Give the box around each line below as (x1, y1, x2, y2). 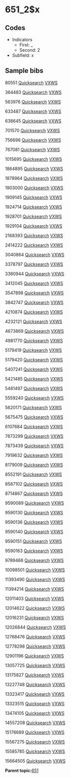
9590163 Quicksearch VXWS (5, 548, 63, 554)
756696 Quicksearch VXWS (5, 137, 61, 143)
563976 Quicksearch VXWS (5, 99, 61, 105)
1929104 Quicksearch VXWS (5, 223, 62, 229)
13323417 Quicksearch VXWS (5, 691, 65, 697)
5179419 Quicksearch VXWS (5, 347, 62, 353)
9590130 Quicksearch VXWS (5, 509, 63, 515)
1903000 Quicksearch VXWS (5, 184, 64, 191)
